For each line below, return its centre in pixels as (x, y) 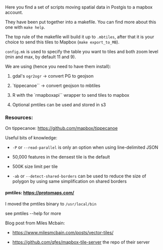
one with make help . (25, 27)
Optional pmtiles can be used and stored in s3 (59, 105)
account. (14, 12)
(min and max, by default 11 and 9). (41, 57)
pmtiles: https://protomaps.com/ (40, 193)
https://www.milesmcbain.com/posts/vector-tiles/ (63, 232)
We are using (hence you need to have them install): (58, 66)
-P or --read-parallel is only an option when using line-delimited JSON (85, 147)
